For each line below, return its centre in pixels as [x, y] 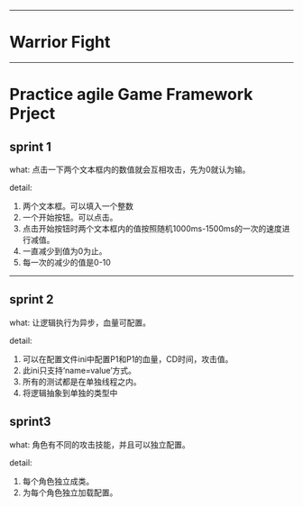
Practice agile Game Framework [131, 95]
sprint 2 [32, 299]
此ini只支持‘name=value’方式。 [79, 370]
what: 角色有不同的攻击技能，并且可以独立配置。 [100, 444]
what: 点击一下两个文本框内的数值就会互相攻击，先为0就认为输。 [130, 169]
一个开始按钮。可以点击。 [70, 217]
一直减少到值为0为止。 [64, 251]
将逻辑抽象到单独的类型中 [70, 393]
